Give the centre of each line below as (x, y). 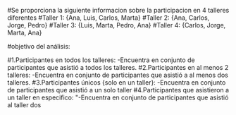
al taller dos (24, 105)
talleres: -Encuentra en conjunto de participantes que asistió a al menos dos (118, 75)
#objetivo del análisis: (39, 46)
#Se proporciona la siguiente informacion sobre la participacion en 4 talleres (118, 10)
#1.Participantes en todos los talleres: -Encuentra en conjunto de (101, 60)
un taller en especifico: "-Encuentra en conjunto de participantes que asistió (118, 97)
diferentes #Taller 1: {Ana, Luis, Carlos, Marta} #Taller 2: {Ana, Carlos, (108, 18)
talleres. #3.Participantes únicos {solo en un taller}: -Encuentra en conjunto (117, 83)
